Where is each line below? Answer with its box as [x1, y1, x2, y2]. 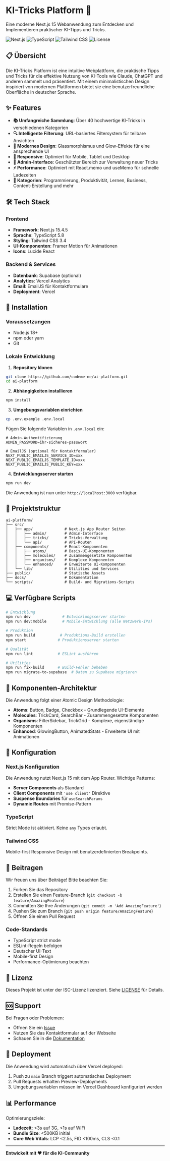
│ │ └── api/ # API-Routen [6, 540, 92, 545]
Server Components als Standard [13, 784, 84, 791]
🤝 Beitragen [6, 863, 43, 872]
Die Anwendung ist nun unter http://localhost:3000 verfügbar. [6, 489, 138, 496]
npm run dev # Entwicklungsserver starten [6, 614, 126, 619]
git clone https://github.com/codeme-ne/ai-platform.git [6, 374, 128, 379]
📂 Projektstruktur [6, 504, 61, 513]
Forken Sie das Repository [13, 887, 68, 893]
